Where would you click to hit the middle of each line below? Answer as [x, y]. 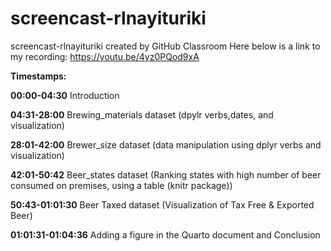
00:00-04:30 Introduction [65, 95]
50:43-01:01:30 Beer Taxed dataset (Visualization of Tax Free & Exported [162, 204]
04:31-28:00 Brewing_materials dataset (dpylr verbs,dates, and [142, 114]
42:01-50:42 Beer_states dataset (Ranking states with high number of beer [166, 174]
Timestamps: [38, 76]
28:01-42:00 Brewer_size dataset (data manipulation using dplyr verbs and [166, 144]
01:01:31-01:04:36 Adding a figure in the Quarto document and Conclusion [165, 234]
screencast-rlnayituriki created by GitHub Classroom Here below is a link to [165, 46]
